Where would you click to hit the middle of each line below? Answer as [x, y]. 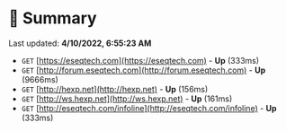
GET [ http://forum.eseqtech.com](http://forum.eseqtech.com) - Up [143, 70]
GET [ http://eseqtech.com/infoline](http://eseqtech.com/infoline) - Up [149, 108]
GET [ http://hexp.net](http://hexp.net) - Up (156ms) [115, 89]
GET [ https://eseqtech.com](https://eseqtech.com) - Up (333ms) [140, 60]
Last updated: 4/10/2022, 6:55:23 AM [80, 43]
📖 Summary [53, 18]
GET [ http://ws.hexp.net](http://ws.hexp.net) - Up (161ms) [127, 99]
